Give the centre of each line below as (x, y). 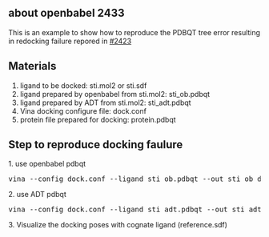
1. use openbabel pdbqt (47, 164)
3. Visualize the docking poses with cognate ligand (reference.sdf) (118, 225)
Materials (32, 66)
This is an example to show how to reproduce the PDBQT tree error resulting (134, 32)
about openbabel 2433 (67, 13)
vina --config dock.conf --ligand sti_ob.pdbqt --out (116, 179)
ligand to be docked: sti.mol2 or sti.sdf (83, 85)
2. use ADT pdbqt (37, 195)
